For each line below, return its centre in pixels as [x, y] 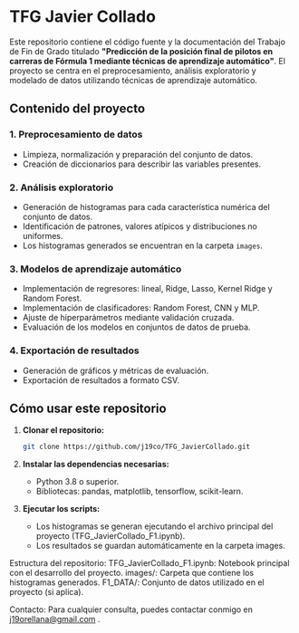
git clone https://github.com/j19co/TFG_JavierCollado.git [136, 447]
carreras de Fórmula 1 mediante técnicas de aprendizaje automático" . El [147, 61]
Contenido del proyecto [77, 109]
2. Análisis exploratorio [62, 187]
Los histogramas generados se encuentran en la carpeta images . [142, 245]
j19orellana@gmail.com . [55, 619]
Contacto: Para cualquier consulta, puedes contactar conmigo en [131, 609]
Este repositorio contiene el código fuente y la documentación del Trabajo [147, 42]
